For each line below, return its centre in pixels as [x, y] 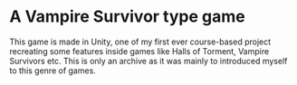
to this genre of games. [53, 71]
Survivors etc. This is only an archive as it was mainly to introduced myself [148, 61]
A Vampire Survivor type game [128, 17]
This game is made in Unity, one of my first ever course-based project [140, 42]
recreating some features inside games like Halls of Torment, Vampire [139, 51]
